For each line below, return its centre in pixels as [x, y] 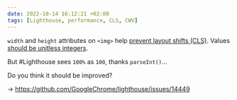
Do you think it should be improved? [60, 75]
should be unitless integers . [48, 48]
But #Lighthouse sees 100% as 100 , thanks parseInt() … [88, 61]
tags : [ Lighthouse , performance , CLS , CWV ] [73, 20]
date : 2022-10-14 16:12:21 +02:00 [59, 14]
